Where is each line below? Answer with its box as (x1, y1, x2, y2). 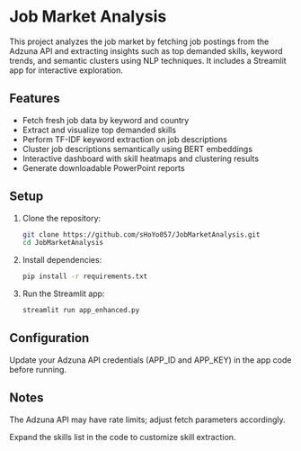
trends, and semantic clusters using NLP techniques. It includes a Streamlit (9, 55, 287, 66)
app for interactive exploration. (9, 65, 124, 76)
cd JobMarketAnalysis (22, 239, 103, 248)
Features (9, 91, 60, 106)
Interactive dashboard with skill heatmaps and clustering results (22, 153, 259, 164)
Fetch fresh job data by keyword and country (22, 114, 190, 125)
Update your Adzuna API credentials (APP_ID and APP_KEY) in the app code (9, 354, 292, 365)
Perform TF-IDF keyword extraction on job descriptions (22, 133, 227, 145)
